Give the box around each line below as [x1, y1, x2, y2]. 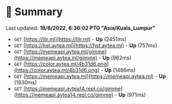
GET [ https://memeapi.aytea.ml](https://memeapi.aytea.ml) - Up [13, 73, 166, 80]
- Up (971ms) [114, 91, 146, 98]
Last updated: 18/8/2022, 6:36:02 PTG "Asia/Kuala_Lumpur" [5, 24, 156, 31]
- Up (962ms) [98, 54, 132, 61]
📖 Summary [5, 5, 63, 19]
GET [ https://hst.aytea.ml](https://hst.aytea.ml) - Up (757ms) [13, 42, 157, 49]
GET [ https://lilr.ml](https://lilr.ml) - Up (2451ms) [13, 35, 127, 42]
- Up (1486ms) [100, 66, 136, 73]
